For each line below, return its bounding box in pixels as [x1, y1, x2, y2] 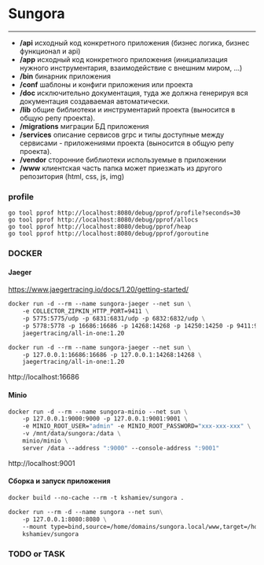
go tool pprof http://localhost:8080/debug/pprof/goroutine [8, 229, 210, 238]
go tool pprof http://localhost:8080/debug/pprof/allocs [8, 216, 199, 224]
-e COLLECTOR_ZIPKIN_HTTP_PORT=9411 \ [22, 307, 149, 315]
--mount [22, 523, 47, 530]
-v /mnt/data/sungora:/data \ [22, 430, 122, 438]
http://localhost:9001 [8, 458, 76, 468]
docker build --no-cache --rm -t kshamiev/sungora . [8, 494, 185, 502]
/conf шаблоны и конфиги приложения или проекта [19, 79, 193, 89]
